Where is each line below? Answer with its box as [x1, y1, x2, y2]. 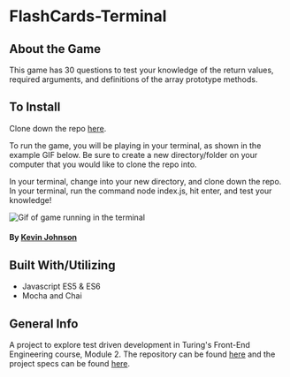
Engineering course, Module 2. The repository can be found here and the [9, 349, 276, 359]
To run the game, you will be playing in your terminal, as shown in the [9, 139, 262, 151]
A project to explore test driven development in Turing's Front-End [9, 340, 250, 351]
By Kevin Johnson [9, 232, 78, 243]
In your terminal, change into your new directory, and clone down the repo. [9, 176, 282, 186]
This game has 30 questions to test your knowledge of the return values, [9, 64, 274, 75]
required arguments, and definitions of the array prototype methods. [9, 74, 258, 85]
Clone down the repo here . [9, 123, 107, 133]
